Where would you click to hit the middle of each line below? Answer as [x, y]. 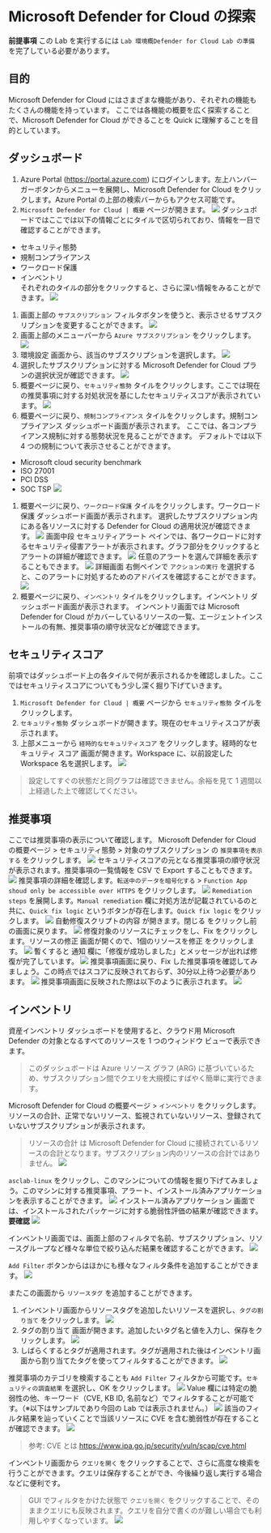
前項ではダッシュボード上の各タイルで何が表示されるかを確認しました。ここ [136, 675]
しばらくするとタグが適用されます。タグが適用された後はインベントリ [137, 1350]
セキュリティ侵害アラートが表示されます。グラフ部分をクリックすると [144, 546]
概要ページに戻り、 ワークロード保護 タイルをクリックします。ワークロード [140, 505]
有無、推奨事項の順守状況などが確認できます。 [126, 626]
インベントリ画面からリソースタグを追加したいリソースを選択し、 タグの [139, 1310]
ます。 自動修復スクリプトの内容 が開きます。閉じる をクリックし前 [140, 921]
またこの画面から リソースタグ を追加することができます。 [102, 1293]
